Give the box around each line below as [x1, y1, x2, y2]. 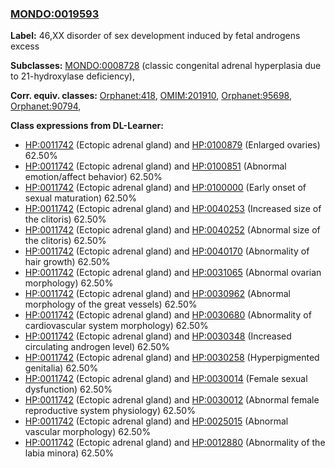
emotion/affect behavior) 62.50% [24, 171, 163, 183]
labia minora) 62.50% [24, 447, 115, 459]
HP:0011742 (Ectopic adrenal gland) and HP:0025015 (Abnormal [24, 415, 289, 427]
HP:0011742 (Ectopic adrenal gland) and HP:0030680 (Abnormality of [24, 309, 312, 321]
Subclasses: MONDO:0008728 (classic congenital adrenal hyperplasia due [10, 60, 322, 72]
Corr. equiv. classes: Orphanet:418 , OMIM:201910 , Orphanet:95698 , [10, 90, 293, 102]
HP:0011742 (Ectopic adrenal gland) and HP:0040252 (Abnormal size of [24, 224, 321, 236]
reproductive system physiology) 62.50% [24, 405, 196, 417]
